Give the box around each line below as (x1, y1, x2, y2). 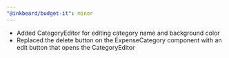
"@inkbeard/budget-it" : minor (6, 10, 94, 17)
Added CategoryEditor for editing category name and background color (16, 29, 220, 37)
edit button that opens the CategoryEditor (16, 43, 135, 51)
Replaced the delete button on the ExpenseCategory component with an (16, 35, 222, 44)
